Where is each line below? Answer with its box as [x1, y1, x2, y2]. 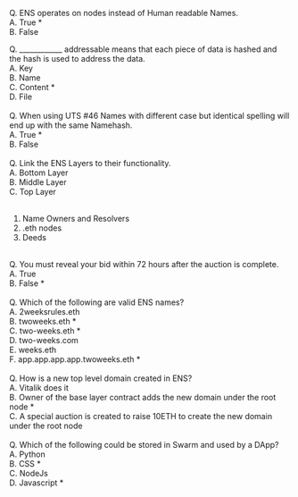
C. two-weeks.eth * [9, 325, 81, 336]
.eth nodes [21, 223, 62, 233]
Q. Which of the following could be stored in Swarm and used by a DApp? [9, 440, 279, 450]
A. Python [9, 449, 46, 459]
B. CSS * [9, 459, 42, 468]
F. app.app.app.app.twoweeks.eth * [9, 354, 141, 365]
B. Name [9, 72, 41, 83]
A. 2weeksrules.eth [9, 307, 80, 316]
